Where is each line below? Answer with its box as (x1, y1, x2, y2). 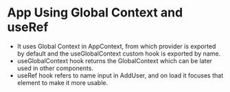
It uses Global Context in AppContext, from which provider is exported (16, 42, 216, 50)
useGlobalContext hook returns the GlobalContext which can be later (16, 56, 213, 65)
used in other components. (16, 64, 94, 72)
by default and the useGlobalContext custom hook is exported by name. (16, 49, 221, 58)
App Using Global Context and (7, 5, 183, 21)
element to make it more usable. (16, 78, 108, 87)
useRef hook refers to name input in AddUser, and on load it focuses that (16, 71, 224, 80)
